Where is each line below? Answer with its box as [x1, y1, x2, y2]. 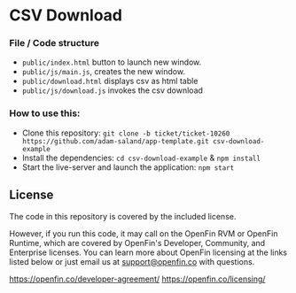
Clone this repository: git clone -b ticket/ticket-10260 [21, 127, 230, 138]
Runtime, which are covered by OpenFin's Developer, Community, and [9, 237, 266, 248]
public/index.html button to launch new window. [21, 57, 202, 67]
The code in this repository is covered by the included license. [9, 211, 237, 221]
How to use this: [9, 107, 81, 120]
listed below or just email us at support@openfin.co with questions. [9, 256, 255, 266]
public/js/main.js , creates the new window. [21, 66, 186, 77]
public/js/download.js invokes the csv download [21, 85, 204, 96]
